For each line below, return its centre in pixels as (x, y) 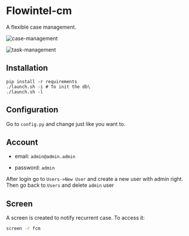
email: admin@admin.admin (45, 156)
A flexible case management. (41, 27)
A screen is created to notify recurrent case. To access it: (75, 218)
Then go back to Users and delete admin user (60, 185)
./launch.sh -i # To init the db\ (48, 87)
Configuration (32, 110)
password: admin (35, 167)
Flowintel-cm (39, 11)
